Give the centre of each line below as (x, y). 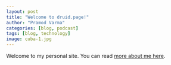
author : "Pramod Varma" (36, 22)
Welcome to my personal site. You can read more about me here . (86, 56)
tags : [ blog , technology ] (38, 34)
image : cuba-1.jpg (29, 39)
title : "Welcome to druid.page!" (48, 17)
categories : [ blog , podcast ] (42, 28)
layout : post (22, 12)
